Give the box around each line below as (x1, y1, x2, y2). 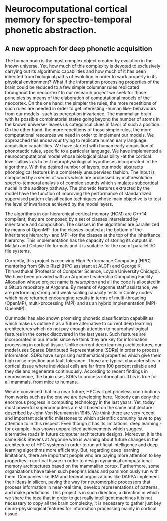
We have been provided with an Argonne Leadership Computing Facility (5, 274, 153, 279)
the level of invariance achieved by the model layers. (5, 201, 113, 207)
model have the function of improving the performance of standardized (5, 191, 152, 196)
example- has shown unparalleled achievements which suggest (12, 426, 143, 432)
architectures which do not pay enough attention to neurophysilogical (5, 326, 148, 332)
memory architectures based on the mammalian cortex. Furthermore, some (5, 463, 160, 469)
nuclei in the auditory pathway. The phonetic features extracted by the (5, 185, 150, 191)
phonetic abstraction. (5, 25, 97, 36)
